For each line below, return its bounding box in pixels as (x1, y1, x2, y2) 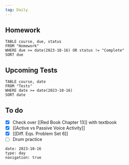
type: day (5, 151, 26, 156)
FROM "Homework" (5, 44, 39, 49)
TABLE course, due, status (5, 39, 62, 44)
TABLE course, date (5, 79, 46, 84)
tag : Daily (5, 7, 28, 13)
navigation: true (5, 155, 42, 160)
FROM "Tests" (5, 84, 33, 89)
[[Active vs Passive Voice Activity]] (12, 125, 85, 131)
